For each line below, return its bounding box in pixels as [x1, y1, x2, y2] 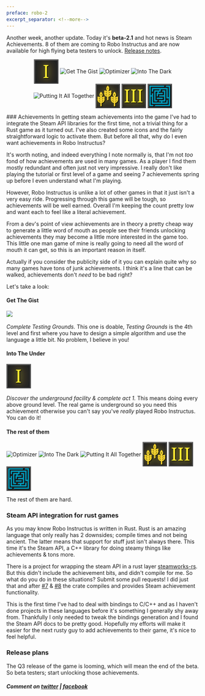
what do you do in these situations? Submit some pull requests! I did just [6, 576, 188, 583]
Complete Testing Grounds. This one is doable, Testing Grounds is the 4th [6, 323, 193, 330]
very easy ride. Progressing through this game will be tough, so [6, 195, 166, 202]
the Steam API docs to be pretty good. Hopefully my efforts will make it [6, 620, 185, 628]
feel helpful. [6, 633, 37, 640]
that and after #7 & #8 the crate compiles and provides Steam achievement [6, 582, 196, 590]
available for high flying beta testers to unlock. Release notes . [6, 46, 162, 54]
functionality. [6, 589, 40, 596]
